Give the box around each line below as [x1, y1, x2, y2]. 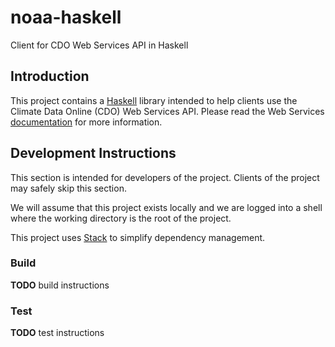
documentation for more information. [10, 116, 163, 128]
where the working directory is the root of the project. [10, 212, 232, 224]
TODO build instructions [10, 279, 110, 291]
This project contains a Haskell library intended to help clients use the [10, 94, 298, 106]
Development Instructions [10, 145, 177, 162]
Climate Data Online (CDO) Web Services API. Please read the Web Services [10, 105, 325, 117]
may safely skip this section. [10, 182, 127, 194]
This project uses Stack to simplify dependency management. [10, 231, 266, 243]
